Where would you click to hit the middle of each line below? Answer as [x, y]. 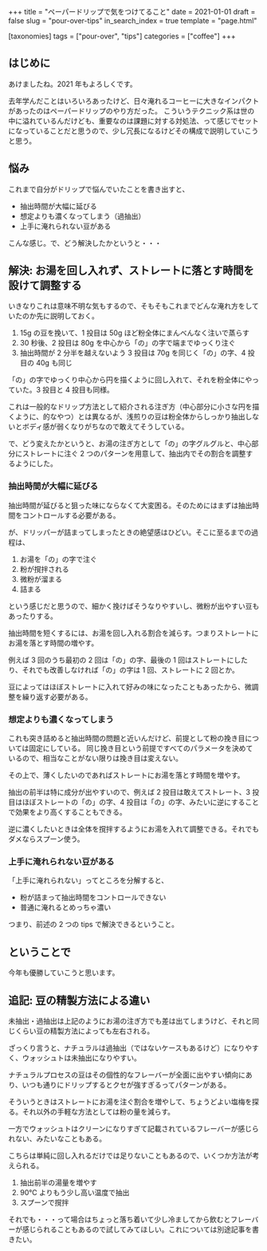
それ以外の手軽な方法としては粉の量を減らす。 [98, 1111]
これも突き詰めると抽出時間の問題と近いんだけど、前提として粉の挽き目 [127, 738]
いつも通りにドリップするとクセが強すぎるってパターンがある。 [126, 1084]
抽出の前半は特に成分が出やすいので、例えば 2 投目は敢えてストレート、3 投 [134, 792]
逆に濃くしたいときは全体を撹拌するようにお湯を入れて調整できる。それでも [133, 829]
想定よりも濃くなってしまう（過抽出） [82, 216]
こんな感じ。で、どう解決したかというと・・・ [85, 243]
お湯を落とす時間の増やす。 [53, 643]
